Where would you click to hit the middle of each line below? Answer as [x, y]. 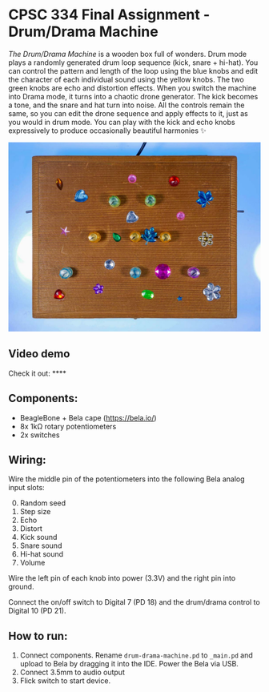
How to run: [38, 636]
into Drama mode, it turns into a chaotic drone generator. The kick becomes [133, 96]
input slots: [27, 488]
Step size [35, 512]
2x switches [40, 435]
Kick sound [38, 537]
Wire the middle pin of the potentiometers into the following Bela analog [127, 479]
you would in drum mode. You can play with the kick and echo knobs [122, 122]
